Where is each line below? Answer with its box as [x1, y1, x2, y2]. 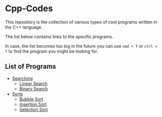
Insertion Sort [19, 101, 47, 107]
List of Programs [5, 62, 56, 71]
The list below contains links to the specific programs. [5, 34, 113, 39]
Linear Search [19, 80, 48, 86]
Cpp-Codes [5, 3, 54, 14]
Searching [12, 75, 33, 81]
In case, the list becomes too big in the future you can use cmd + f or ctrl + [5, 43, 158, 49]
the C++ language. [5, 24, 43, 30]
